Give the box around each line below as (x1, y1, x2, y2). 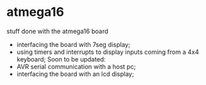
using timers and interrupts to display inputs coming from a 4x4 (16, 48, 199, 56)
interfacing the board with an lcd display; (16, 70, 134, 78)
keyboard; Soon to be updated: (16, 55, 106, 63)
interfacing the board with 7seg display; (16, 40, 131, 48)
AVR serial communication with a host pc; (16, 62, 136, 70)
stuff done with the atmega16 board (6, 27, 109, 35)
